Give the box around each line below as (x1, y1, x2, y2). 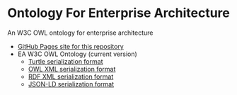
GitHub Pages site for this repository (17, 42, 124, 50)
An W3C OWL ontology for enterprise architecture (7, 28, 154, 37)
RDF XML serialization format (28, 72, 114, 81)
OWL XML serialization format (28, 65, 116, 73)
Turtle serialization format (28, 57, 103, 65)
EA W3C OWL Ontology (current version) (17, 50, 138, 58)
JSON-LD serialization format (28, 79, 115, 88)
